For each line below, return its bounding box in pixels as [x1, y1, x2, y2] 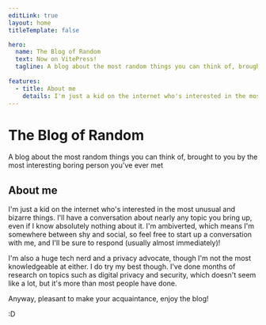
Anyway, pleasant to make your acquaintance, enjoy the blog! [8, 294, 209, 304]
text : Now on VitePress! [15, 55, 97, 63]
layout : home [8, 19, 51, 27]
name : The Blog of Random [15, 48, 101, 56]
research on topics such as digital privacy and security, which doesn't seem [8, 270, 256, 280]
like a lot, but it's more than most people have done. [8, 278, 177, 289]
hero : [8, 40, 26, 48]
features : [8, 77, 41, 85]
